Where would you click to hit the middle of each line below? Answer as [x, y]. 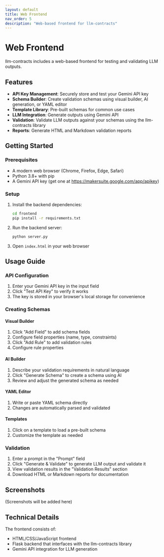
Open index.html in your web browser [51, 246]
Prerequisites [21, 160]
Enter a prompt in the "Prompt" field [48, 459]
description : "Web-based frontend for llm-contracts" [61, 23]
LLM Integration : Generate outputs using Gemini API [65, 115]
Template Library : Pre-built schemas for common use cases [73, 109]
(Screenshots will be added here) [39, 502]
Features [19, 82]
